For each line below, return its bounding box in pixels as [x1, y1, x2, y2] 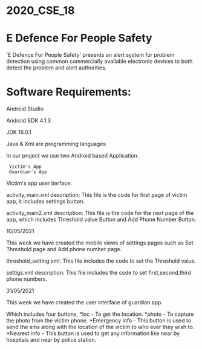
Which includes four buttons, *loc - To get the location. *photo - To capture [6, 310, 194, 318]
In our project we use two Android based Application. [6, 152, 139, 159]
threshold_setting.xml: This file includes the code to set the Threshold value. [6, 257, 197, 264]
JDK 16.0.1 [6, 129, 32, 136]
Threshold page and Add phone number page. [6, 246, 122, 253]
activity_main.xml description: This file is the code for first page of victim [6, 191, 187, 199]
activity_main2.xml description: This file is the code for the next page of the [6, 210, 194, 217]
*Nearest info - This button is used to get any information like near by [6, 330, 180, 337]
